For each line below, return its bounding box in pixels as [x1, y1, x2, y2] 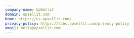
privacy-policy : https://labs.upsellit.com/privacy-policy [5, 21, 130, 26]
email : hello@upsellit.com [5, 26, 61, 31]
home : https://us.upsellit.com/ [5, 16, 72, 21]
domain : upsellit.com [5, 12, 50, 17]
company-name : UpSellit [5, 7, 54, 12]
